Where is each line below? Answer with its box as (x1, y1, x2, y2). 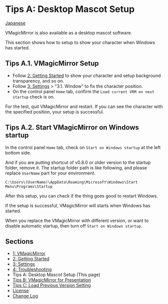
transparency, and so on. (12, 77, 64, 83)
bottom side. (5, 149, 32, 155)
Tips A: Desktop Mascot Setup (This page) (12, 271, 101, 278)
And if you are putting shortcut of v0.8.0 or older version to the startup (5, 159, 151, 165)
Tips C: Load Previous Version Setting (12, 282, 91, 288)
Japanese (5, 20, 26, 26)
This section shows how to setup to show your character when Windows (5, 39, 155, 45)
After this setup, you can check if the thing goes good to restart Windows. (5, 192, 158, 198)
